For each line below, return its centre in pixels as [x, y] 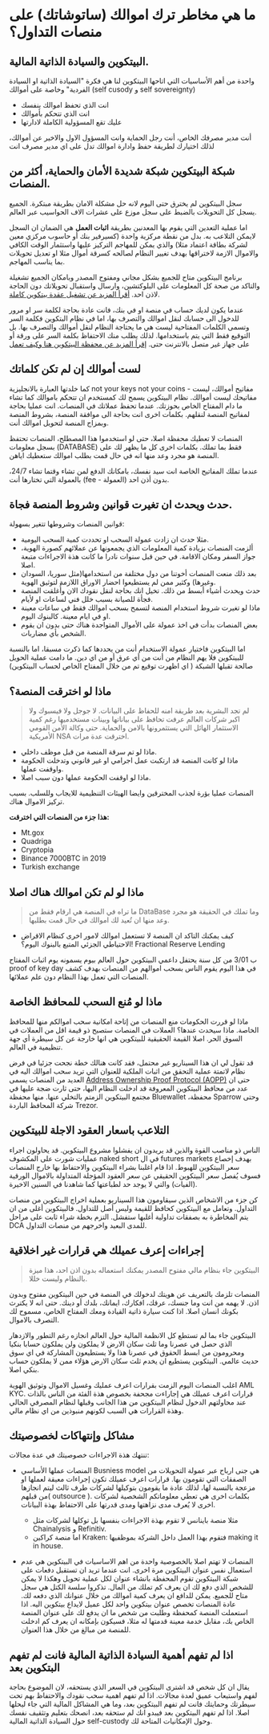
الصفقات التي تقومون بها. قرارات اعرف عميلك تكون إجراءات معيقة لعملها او [133, 1479]
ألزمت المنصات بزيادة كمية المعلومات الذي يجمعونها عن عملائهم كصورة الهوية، [137, 548]
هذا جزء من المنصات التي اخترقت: [60, 817]
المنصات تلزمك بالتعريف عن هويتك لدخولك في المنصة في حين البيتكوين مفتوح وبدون [134, 1294]
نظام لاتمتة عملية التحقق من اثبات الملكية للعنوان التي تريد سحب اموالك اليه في [127, 1071]
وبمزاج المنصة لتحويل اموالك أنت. [59, 423]
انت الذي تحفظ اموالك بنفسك [64, 105]
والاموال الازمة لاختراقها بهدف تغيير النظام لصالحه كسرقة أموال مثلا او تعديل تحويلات [134, 253]
